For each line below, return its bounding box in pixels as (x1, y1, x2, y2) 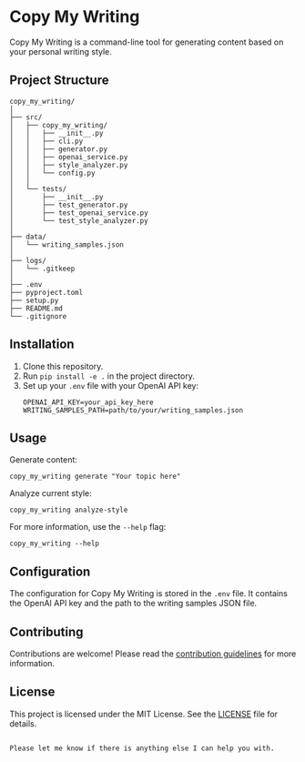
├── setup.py (9, 296, 59, 305)
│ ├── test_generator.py (9, 200, 128, 209)
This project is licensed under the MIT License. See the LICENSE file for (9, 708, 279, 719)
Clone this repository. (22, 361, 104, 371)
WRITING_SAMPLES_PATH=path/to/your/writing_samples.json (22, 405, 244, 415)
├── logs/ (9, 256, 47, 265)
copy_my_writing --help (9, 539, 100, 548)
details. (9, 717, 37, 729)
